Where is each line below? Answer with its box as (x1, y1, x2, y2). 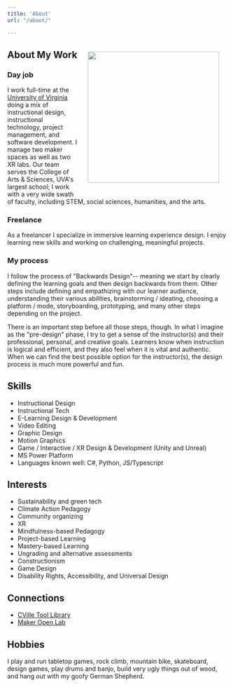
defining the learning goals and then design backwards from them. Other (7, 279, 218, 287)
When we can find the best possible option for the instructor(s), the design (7, 352, 223, 361)
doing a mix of (7, 101, 49, 109)
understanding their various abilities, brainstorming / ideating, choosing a (7, 294, 218, 302)
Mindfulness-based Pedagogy (17, 527, 105, 536)
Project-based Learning (17, 534, 86, 543)
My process (7, 256, 49, 266)
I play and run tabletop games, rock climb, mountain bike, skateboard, (7, 657, 209, 666)
